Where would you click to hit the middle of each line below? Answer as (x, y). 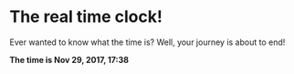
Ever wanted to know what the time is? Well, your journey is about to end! (147, 42)
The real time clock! (86, 17)
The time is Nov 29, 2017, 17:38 (69, 59)
